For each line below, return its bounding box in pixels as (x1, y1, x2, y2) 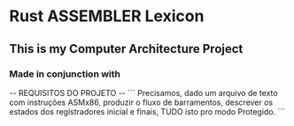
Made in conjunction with (9, 68, 121, 80)
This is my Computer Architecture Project (9, 41, 244, 56)
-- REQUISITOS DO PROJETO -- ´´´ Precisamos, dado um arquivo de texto (9, 87, 278, 98)
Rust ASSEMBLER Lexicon (9, 6, 205, 26)
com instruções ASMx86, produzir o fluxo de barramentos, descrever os (9, 97, 274, 107)
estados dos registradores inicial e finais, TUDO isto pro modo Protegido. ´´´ (9, 106, 286, 116)
